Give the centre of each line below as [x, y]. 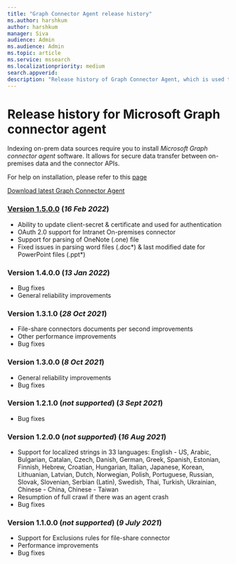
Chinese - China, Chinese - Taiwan [68, 489]
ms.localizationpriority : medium [56, 66]
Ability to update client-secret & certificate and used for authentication [119, 224]
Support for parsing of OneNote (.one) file [78, 239]
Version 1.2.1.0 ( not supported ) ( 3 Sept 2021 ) [85, 403]
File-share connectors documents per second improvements [105, 329]
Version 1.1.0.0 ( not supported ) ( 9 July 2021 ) [85, 523]
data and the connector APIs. [78, 163]
